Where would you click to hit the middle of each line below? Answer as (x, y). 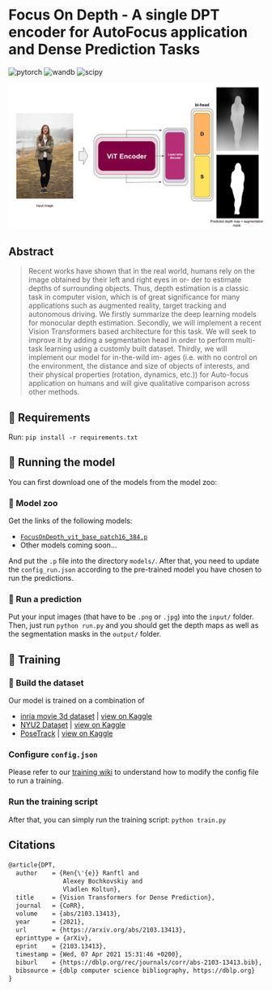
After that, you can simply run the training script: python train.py (117, 819)
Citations (32, 845)
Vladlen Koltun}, (92, 889)
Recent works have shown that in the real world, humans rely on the (141, 271)
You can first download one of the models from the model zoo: (113, 482)
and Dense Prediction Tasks (104, 50)
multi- (246, 340)
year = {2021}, (50, 922)
